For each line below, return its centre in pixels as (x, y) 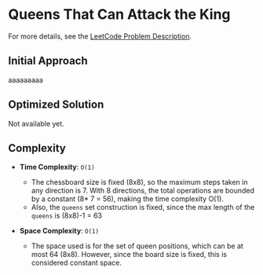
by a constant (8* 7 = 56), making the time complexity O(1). (127, 199)
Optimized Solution (56, 105)
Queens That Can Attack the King (119, 15)
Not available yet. (36, 123)
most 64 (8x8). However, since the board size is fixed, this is (129, 255)
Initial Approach (48, 61)
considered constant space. (76, 263)
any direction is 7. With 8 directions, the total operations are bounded (143, 191)
